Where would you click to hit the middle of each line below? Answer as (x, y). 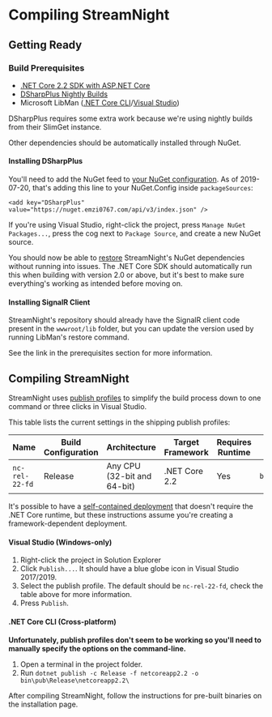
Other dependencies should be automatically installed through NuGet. (125, 143)
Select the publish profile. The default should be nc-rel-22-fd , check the (142, 586)
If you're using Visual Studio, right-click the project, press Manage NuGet (127, 225)
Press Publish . (44, 603)
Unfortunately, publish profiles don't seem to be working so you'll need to (135, 640)
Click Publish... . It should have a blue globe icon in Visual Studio (130, 569)
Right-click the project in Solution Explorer (91, 560)
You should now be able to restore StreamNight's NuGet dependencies (127, 258)
